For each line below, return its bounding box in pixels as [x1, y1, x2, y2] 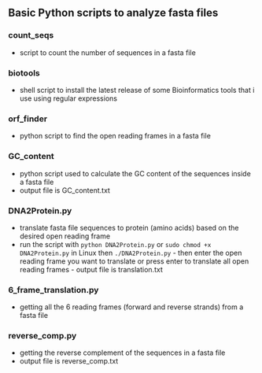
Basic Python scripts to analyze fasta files [8, 6, 219, 20]
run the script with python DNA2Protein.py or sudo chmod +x [19, 239, 212, 249]
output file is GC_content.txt [19, 185, 110, 195]
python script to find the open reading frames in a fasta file [19, 131, 211, 141]
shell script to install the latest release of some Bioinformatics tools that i [19, 85, 255, 94]
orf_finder [8, 113, 48, 124]
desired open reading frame [19, 231, 111, 241]
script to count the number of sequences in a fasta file [19, 47, 197, 57]
